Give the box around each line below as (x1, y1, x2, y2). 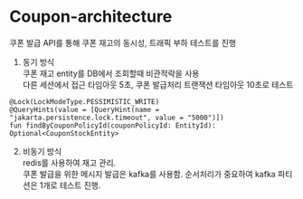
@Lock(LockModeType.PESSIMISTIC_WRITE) (9, 97, 160, 106)
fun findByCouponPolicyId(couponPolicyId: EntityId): (9, 120, 217, 130)
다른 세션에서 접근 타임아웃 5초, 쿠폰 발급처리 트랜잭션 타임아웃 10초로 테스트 (22, 79, 294, 90)
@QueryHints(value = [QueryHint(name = (9, 105, 160, 114)
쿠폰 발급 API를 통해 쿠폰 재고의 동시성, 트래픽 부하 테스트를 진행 (9, 37, 237, 48)
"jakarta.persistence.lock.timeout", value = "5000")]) (9, 113, 224, 122)
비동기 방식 (22, 146, 62, 156)
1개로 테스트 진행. (39, 179, 101, 191)
